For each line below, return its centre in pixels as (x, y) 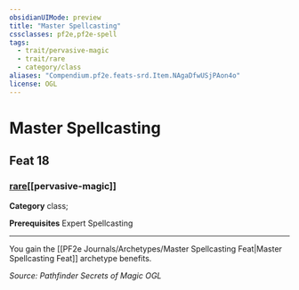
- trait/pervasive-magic (63, 51)
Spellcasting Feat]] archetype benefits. (81, 258)
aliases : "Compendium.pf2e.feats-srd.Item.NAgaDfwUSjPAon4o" (125, 76)
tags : (19, 42)
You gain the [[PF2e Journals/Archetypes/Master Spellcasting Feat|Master (146, 249)
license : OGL (33, 84)
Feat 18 (30, 161)
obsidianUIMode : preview (55, 17)
